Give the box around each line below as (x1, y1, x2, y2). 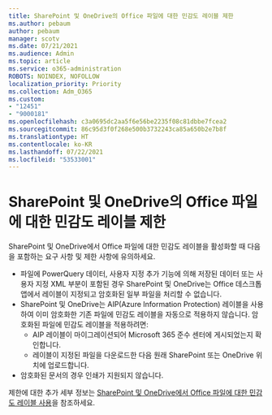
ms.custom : (8, 95, 45, 103)
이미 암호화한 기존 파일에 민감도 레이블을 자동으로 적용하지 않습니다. (35, 309, 250, 319)
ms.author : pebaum (8, 19, 71, 28)
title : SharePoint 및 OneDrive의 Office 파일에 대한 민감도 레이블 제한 (8, 11, 234, 20)
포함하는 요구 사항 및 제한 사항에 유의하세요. (16, 252, 156, 262)
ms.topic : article (8, 58, 71, 66)
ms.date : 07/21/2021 (8, 42, 79, 50)
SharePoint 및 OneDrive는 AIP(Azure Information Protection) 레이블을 (19, 300, 249, 309)
